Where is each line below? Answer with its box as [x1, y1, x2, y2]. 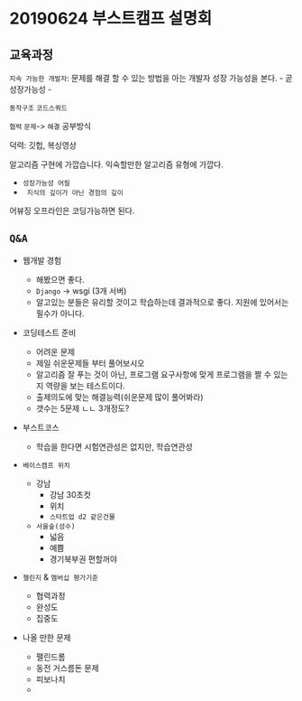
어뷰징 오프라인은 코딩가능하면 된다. [9, 205, 135, 216]
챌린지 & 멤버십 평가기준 [22, 571, 99, 583]
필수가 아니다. [35, 308, 85, 319]
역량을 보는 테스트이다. [45, 380, 126, 391]
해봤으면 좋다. [35, 274, 85, 285]
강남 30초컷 [49, 489, 92, 500]
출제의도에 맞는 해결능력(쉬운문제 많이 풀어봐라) [35, 391, 205, 402]
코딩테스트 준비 [22, 327, 77, 338]
